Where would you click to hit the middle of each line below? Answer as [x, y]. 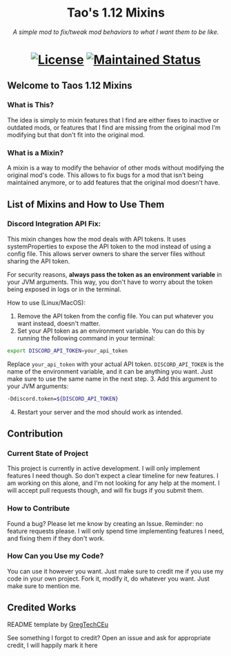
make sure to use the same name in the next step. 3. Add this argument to [112, 379]
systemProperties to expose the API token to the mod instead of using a [109, 246]
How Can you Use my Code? [56, 556]
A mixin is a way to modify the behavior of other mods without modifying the [116, 168]
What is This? [30, 105]
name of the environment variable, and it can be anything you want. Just [110, 371]
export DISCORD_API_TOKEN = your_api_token [68, 351]
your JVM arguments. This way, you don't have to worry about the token [110, 282]
